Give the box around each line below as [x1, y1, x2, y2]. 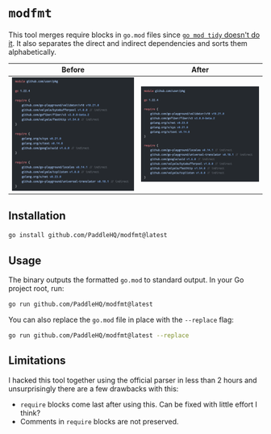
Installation [8, 209, 66, 223]
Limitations [8, 354, 66, 368]
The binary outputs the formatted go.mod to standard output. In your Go [8, 274, 244, 285]
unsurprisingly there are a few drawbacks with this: [8, 383, 179, 394]
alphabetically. [8, 47, 56, 56]
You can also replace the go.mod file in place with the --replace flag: [8, 315, 234, 324]
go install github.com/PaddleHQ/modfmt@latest [8, 232, 168, 240]
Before [61, 65, 85, 75]
